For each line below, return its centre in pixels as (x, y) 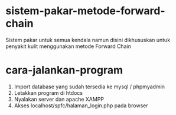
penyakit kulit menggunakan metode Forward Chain (68, 46)
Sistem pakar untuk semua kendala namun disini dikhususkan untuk (88, 40)
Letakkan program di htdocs (48, 92)
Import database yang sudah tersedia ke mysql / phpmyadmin (89, 87)
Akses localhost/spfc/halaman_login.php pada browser (81, 106)
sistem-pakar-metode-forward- (86, 11)
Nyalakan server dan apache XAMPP (59, 99)
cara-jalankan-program (64, 70)
